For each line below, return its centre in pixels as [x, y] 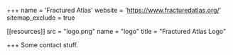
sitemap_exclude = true [41, 18]
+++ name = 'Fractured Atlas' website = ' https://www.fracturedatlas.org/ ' [114, 10]
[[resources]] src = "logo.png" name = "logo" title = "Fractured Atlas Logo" [116, 31]
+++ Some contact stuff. [43, 45]
